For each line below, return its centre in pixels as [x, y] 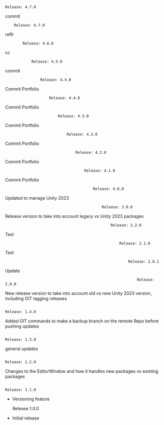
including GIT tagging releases [36, 299]
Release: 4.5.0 [47, 62]
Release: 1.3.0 [21, 340]
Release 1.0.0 [26, 408]
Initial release [26, 418]
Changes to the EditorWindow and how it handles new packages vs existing [82, 371]
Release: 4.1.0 [100, 171]
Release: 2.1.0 [135, 244]
